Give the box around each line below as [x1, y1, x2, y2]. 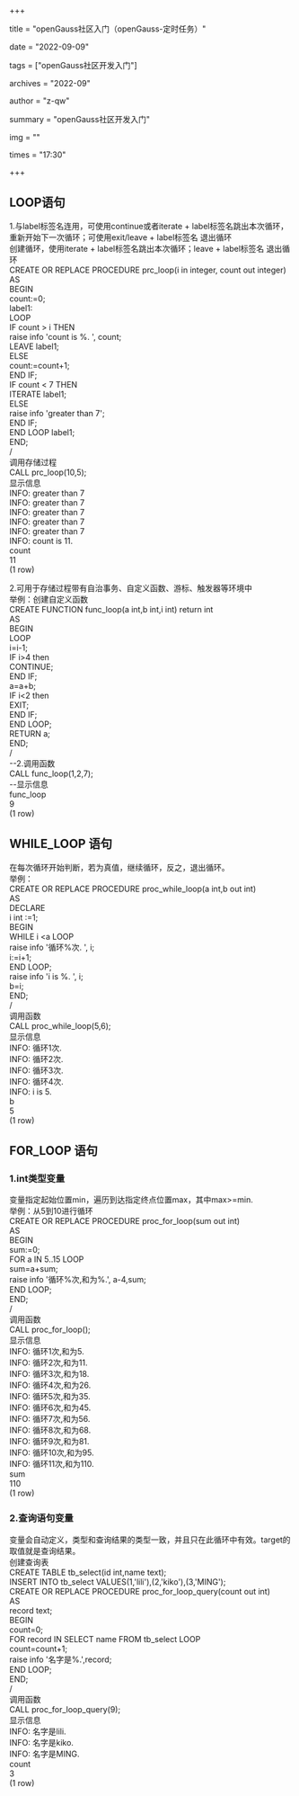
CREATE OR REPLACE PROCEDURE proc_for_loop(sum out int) [9, 1216, 241, 1227]
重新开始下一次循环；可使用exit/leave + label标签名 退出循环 [9, 231, 233, 243]
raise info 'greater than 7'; [9, 407, 105, 418]
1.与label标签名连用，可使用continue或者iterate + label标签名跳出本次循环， [9, 220, 289, 231]
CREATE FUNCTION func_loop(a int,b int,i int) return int [9, 603, 214, 614]
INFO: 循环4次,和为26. [9, 1380, 92, 1390]
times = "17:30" [9, 149, 66, 160]
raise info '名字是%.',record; [9, 1654, 112, 1665]
